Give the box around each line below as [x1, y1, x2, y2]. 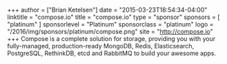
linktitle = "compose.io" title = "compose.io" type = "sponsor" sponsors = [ [7, 13, 220, 21]
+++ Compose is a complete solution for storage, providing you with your [7, 35, 216, 43]
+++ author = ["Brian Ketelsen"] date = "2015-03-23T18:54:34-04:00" [7, 6, 208, 14]
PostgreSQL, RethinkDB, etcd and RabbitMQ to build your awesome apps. [7, 49, 217, 57]
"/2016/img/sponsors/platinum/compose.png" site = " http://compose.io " [7, 27, 214, 35]
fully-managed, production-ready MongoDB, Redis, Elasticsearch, [7, 42, 195, 50]
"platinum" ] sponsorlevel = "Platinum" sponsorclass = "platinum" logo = [7, 20, 214, 28]
